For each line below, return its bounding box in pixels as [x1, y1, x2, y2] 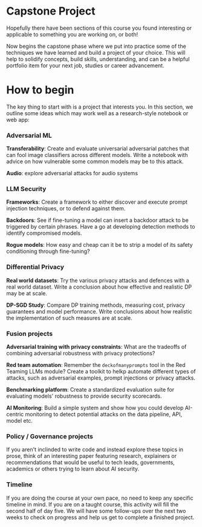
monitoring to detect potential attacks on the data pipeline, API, [25, 411, 183, 418]
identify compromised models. [6, 229, 82, 237]
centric [6, 411, 24, 418]
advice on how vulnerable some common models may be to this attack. [6, 158, 184, 165]
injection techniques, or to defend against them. [6, 205, 126, 212]
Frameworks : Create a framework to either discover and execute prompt [6, 198, 187, 206]
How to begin [6, 83, 74, 97]
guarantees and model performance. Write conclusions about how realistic [6, 307, 192, 315]
